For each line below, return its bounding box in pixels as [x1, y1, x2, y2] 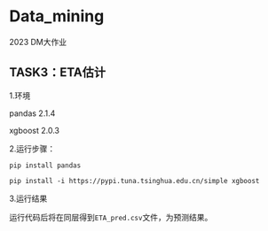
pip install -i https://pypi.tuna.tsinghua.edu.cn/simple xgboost [9, 176, 260, 185]
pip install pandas [9, 161, 82, 170]
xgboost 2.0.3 [9, 125, 60, 135]
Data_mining [9, 6, 105, 27]
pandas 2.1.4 [9, 108, 56, 119]
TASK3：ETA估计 [9, 65, 106, 81]
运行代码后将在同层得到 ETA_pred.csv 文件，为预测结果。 [9, 212, 213, 222]
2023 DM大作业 [9, 36, 67, 47]
